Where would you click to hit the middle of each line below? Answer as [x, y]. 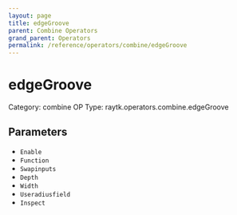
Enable [31, 152]
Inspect [32, 203]
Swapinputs [38, 169]
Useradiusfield [45, 194]
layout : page [30, 16]
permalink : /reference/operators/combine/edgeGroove [98, 46]
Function [34, 161]
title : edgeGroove [39, 23]
